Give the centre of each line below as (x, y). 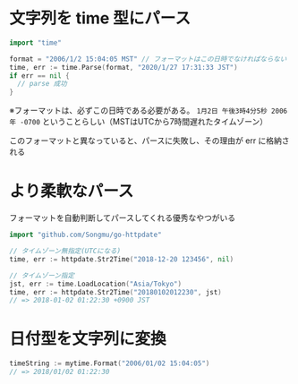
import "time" (36, 43)
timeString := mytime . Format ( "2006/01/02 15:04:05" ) (110, 363)
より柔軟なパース (72, 191)
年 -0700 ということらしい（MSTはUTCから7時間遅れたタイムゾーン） (139, 122)
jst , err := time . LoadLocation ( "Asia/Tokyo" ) (95, 284)
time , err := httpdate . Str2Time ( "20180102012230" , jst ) (115, 292)
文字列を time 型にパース (100, 18)
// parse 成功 (42, 84)
